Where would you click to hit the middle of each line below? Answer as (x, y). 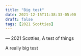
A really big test (22, 48)
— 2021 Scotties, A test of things (40, 38)
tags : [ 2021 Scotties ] (29, 24)
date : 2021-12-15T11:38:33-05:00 (41, 15)
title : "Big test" (25, 10)
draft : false (19, 19)
